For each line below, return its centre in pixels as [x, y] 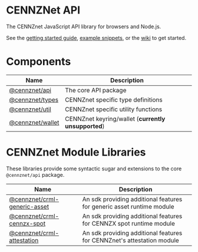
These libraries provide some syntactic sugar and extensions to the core [94, 169]
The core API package [95, 90]
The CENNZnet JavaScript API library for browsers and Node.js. [84, 26]
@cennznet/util [30, 109]
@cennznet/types [34, 99]
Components [39, 62]
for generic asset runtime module [128, 206]
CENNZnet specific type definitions [114, 99]
